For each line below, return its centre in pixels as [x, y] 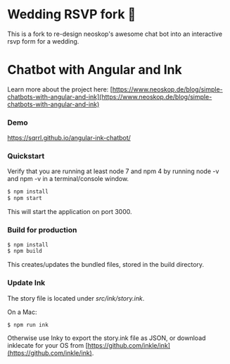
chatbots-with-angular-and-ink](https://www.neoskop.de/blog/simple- [110, 96]
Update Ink [26, 283]
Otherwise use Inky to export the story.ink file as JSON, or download [107, 338]
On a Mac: [22, 312]
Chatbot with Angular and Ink [95, 70]
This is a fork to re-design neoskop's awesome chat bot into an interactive [115, 34]
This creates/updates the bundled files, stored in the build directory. [106, 265]
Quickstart [26, 156]
